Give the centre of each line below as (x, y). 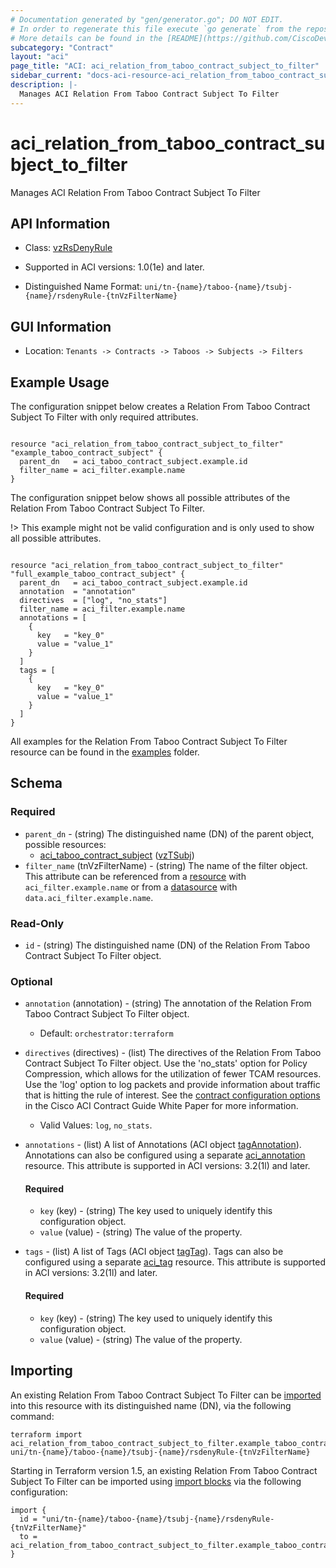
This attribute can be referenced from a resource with (135, 876)
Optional (31, 981)
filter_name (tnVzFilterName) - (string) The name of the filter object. (166, 865)
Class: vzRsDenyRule (68, 248)
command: (32, 1416)
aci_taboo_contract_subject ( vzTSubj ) (117, 855)
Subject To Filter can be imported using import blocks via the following (156, 1481)
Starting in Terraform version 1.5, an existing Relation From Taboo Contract (164, 1470)
